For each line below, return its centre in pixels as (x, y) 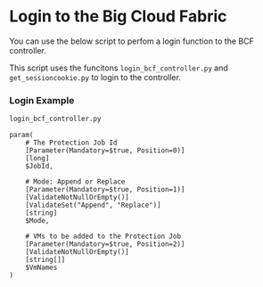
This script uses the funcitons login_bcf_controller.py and (119, 68)
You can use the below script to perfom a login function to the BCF (131, 41)
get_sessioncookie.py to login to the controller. (95, 77)
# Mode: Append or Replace (75, 182)
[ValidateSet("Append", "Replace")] (94, 205)
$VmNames (41, 268)
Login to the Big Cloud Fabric (118, 16)
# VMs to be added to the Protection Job (103, 237)
